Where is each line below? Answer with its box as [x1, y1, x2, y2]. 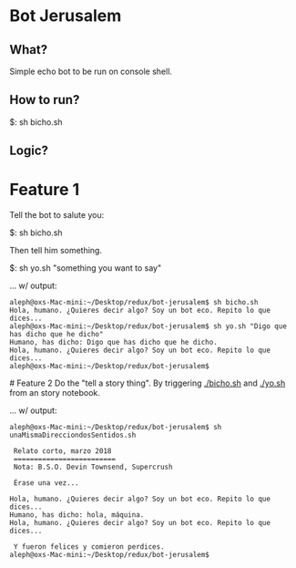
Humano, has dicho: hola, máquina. [9, 511, 145, 520]
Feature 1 [9, 180, 80, 201]
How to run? [9, 92, 80, 108]
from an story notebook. [9, 387, 100, 398]
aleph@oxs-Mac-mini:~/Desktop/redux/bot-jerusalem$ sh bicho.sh [9, 298, 259, 307]
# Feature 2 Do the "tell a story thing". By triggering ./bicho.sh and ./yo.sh [9, 377, 286, 388]
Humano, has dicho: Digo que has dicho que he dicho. [9, 338, 219, 347]
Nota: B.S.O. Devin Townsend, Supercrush [13, 462, 173, 472]
